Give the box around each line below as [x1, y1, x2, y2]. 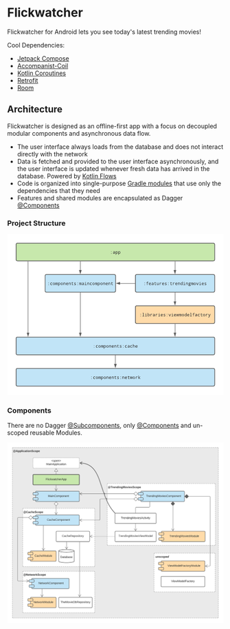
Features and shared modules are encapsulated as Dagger [16, 194, 183, 202]
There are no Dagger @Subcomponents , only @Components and [7, 421, 192, 429]
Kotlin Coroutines [16, 69, 67, 77]
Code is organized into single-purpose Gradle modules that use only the [16, 179, 222, 187]
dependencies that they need [16, 186, 101, 194]
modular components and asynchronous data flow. [7, 129, 151, 137]
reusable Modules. [30, 429, 82, 437]
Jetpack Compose [16, 54, 70, 63]
